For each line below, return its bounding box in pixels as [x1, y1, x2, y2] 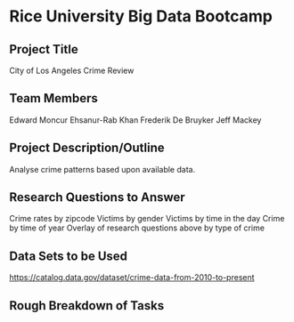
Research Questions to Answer [9, 189, 185, 205]
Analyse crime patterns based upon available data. [9, 164, 196, 174]
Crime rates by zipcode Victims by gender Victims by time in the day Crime [9, 213, 285, 224]
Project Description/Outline [9, 141, 165, 156]
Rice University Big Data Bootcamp [9, 6, 274, 27]
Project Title [9, 42, 78, 57]
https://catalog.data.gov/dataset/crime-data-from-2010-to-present [9, 272, 256, 283]
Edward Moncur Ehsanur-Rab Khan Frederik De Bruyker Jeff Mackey [9, 114, 262, 125]
